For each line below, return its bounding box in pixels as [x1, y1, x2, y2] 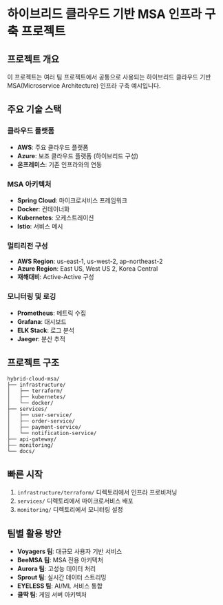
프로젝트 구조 [7, 356, 60, 368]
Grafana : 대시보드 [17, 317, 67, 325]
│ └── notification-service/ [7, 430, 97, 437]
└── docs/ [7, 448, 36, 455]
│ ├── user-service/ [7, 412, 72, 419]
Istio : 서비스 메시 [17, 222, 63, 230]
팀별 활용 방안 [7, 528, 62, 539]
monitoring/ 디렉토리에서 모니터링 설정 [17, 506, 123, 514]
